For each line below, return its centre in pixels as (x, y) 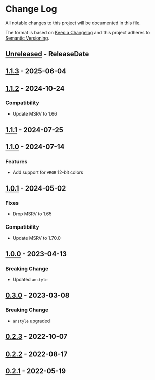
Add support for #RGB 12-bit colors (48, 172)
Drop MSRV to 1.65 (32, 214)
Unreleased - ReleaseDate (47, 54)
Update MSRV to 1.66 (35, 114)
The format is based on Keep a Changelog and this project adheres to (78, 32)
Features (16, 162)
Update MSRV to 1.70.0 (36, 238)
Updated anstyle (30, 280)
